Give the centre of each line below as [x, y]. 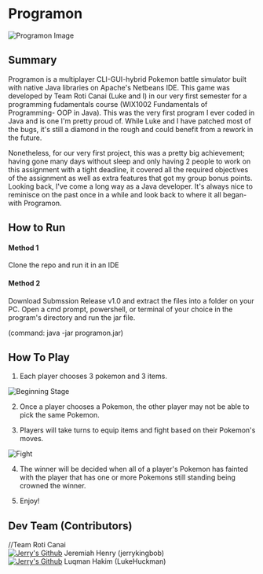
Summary [33, 60]
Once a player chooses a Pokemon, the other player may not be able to [134, 407]
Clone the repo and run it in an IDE [64, 265]
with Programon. [35, 203]
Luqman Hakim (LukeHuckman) [115, 561]
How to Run [37, 228]
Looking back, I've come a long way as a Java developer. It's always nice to [131, 186]
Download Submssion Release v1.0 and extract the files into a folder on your [131, 300]
